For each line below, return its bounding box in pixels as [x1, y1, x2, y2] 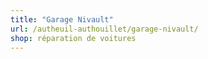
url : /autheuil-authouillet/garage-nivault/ [10, 24, 199, 34]
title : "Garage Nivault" [10, 14, 114, 25]
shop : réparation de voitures [10, 33, 137, 43]
